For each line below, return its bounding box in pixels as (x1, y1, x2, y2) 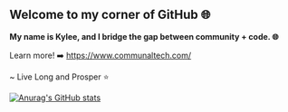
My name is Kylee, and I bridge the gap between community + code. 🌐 (9, 31, 279, 42)
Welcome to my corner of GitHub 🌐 (9, 7, 211, 23)
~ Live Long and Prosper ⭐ (9, 71, 110, 82)
